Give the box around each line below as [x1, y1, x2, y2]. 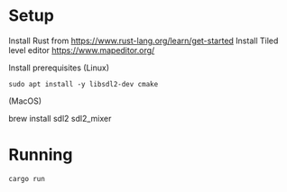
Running [8, 145, 73, 165]
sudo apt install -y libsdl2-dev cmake [8, 79, 159, 88]
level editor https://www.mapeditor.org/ [8, 44, 155, 55]
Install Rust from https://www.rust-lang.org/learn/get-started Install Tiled [8, 35, 279, 46]
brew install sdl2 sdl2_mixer [8, 113, 112, 123]
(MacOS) [8, 96, 42, 106]
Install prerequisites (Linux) [8, 62, 110, 73]
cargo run [8, 174, 46, 183]
